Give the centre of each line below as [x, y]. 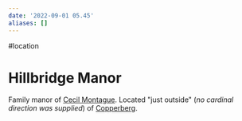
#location [24, 45]
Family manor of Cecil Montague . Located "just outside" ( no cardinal [121, 100]
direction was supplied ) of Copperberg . [73, 108]
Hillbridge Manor [65, 78]
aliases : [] [28, 23]
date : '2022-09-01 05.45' [51, 16]
